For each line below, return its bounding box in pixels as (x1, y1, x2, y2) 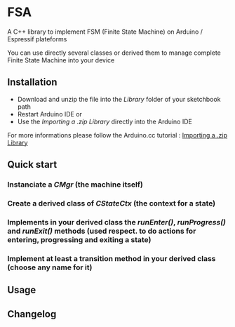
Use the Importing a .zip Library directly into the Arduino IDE (17, 117, 193, 126)
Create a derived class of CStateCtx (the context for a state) (7, 198, 216, 208)
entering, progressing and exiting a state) (7, 234, 152, 244)
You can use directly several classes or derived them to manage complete (7, 48, 221, 57)
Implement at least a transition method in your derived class (7, 253, 216, 263)
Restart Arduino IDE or (17, 109, 83, 118)
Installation (7, 76, 58, 88)
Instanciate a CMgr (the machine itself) (7, 180, 144, 189)
